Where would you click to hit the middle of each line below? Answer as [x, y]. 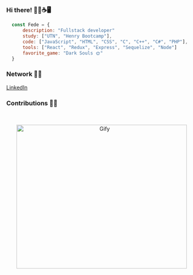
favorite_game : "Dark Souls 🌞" [63, 53]
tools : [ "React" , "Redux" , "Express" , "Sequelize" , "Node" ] [100, 47]
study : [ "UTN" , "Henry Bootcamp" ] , [67, 36]
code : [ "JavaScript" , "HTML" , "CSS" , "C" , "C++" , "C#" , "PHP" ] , [105, 42]
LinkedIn [17, 87]
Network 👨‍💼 [24, 74]
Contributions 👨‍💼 [32, 103]
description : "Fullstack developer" [68, 31]
